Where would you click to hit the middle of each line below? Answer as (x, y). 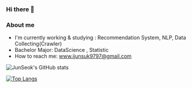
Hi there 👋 (20, 9)
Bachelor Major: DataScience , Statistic (61, 50)
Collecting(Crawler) (38, 44)
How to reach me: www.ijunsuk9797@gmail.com (73, 56)
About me (20, 24)
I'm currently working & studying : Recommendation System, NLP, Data (100, 38)
